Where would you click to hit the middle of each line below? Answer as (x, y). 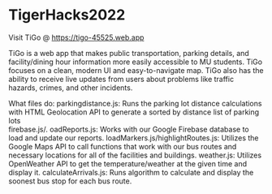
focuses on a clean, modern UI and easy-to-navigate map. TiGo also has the (136, 70)
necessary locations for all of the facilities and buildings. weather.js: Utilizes (135, 155)
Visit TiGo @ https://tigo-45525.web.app (76, 37)
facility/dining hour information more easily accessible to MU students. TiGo (135, 62)
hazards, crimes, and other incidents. (71, 88)
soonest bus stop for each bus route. (70, 181)
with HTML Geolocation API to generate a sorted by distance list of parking (134, 112)
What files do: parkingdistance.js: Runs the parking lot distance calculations (135, 103)
